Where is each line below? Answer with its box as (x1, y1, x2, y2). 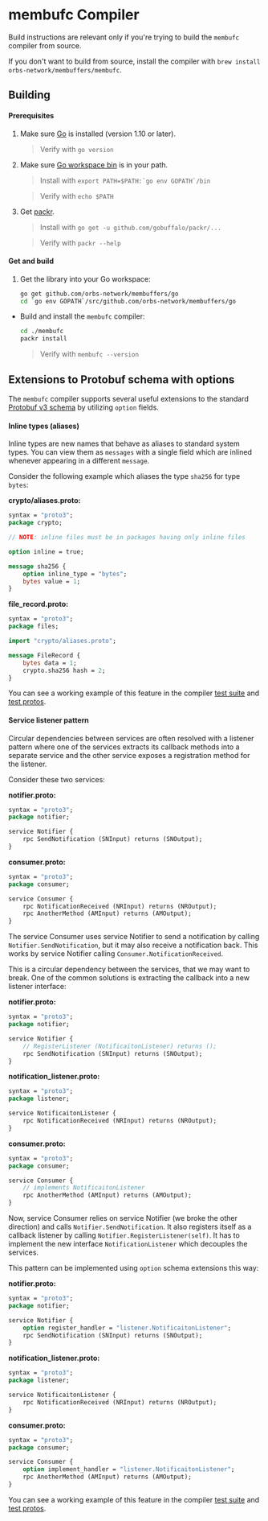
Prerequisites (8, 110, 55, 120)
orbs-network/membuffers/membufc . (8, 64, 122, 74)
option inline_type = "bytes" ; (22, 570, 128, 578)
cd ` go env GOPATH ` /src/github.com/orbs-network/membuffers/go (19, 297, 237, 305)
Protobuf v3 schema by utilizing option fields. (8, 402, 159, 412)
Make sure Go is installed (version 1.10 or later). (19, 129, 177, 138)
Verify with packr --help (39, 237, 122, 247)
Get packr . (19, 207, 55, 216)
